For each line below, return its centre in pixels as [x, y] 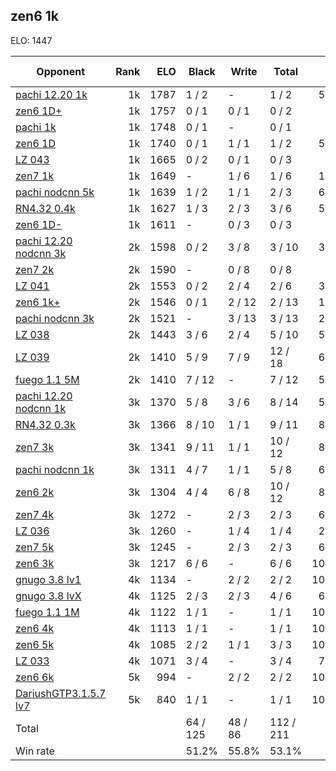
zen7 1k [35, 176]
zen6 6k [35, 677]
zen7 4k [35, 514]
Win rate [35, 751]
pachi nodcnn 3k [55, 318]
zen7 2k [35, 269]
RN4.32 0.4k [45, 208]
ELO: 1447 [31, 40]
